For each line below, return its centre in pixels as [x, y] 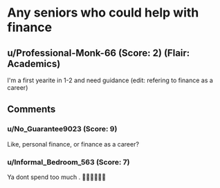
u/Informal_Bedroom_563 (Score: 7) [68, 162]
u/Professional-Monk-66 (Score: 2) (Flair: [99, 53]
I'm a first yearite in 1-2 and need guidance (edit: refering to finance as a [110, 80]
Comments [31, 110]
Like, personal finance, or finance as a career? [73, 144]
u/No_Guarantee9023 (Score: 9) [62, 129]
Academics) [34, 64]
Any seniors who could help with [103, 13]
